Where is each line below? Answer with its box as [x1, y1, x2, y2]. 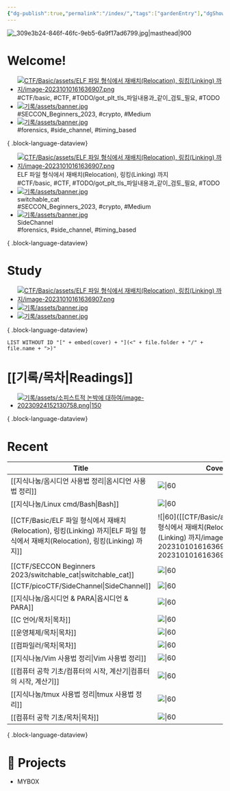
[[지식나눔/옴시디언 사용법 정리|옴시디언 [10, 476, 132, 486]
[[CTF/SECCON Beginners [10, 561, 96, 571]
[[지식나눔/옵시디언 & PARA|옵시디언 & [10, 594, 129, 603]
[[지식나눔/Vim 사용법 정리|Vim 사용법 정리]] [10, 654, 147, 664]
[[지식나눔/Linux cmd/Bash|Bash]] [10, 500, 120, 509]
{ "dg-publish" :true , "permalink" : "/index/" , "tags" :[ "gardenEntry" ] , [7, 10, 204, 17]
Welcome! [7, 53, 66, 69]
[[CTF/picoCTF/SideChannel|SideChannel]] [10, 581, 152, 591]
